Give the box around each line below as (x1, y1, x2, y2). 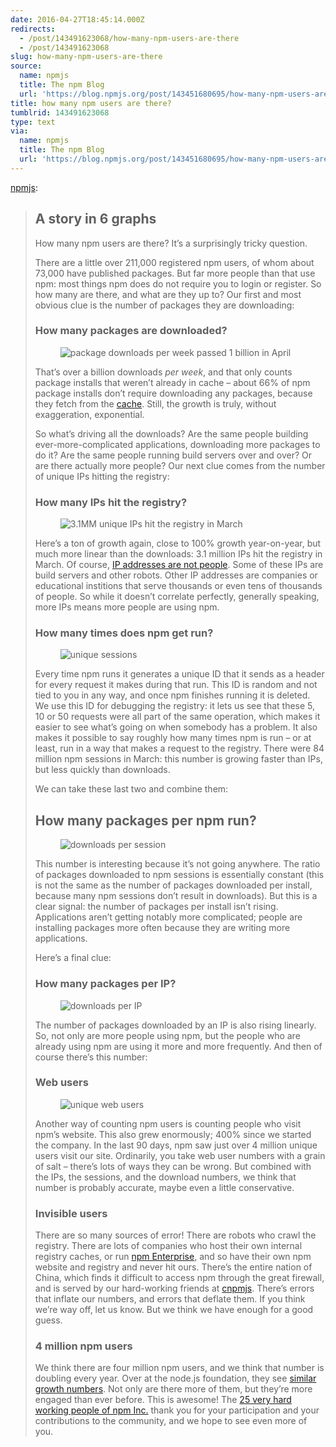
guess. (34, 1314, 63, 1326)
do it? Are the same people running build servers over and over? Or (34, 449, 313, 461)
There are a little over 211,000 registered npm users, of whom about (34, 256, 315, 268)
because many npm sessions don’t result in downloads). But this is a (34, 890, 318, 902)
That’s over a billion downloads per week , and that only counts (34, 366, 293, 378)
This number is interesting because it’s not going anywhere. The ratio (34, 858, 321, 870)
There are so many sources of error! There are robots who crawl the (34, 1229, 317, 1241)
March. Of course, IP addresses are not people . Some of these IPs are (34, 559, 324, 571)
